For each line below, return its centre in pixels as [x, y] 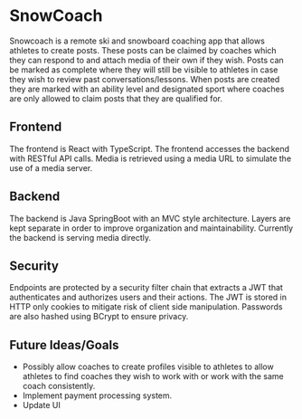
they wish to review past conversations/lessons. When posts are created [145, 79]
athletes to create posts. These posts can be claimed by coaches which [143, 50]
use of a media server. [51, 167]
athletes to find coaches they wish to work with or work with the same [153, 376]
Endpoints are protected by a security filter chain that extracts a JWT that [146, 288]
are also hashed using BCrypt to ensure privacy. [99, 317]
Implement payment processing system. [97, 395]
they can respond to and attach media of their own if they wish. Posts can [147, 60]
